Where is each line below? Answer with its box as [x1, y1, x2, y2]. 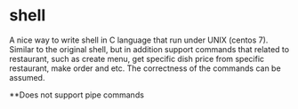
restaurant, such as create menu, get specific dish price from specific [9, 53, 265, 64]
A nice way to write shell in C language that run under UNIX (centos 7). [9, 35, 269, 45]
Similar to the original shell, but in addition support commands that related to [9, 43, 290, 54]
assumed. [9, 72, 45, 82]
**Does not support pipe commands [9, 90, 145, 100]
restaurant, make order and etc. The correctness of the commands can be [9, 63, 282, 74]
